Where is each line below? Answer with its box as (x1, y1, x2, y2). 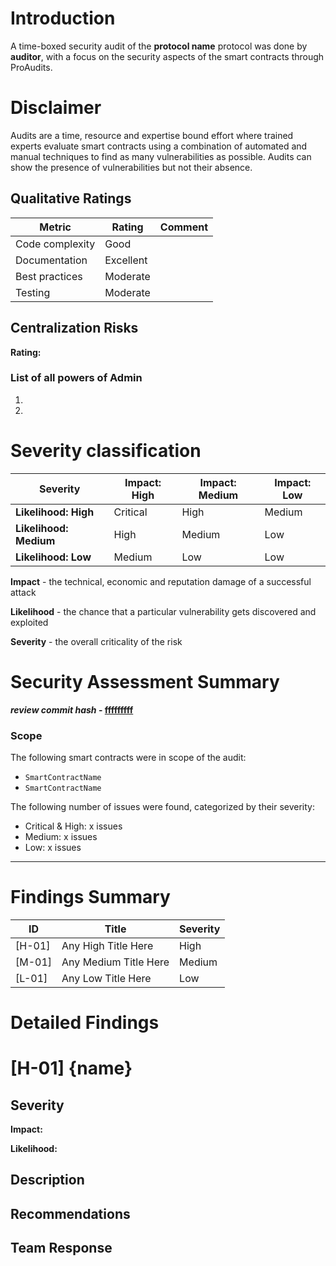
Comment (159, 220, 209, 234)
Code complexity (15, 237, 96, 251)
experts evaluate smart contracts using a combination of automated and (10, 140, 308, 152)
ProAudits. (10, 61, 53, 73)
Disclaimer (10, 97, 102, 119)
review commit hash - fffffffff (10, 703, 134, 716)
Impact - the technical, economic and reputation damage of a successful (10, 575, 312, 587)
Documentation (15, 253, 88, 267)
